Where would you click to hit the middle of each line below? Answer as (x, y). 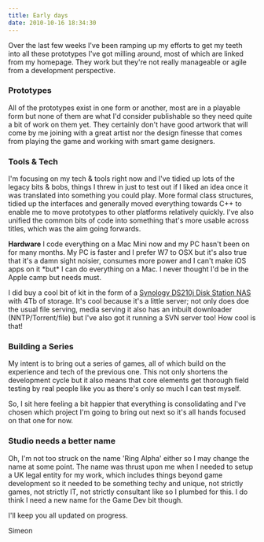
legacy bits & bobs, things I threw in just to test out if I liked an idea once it (128, 187)
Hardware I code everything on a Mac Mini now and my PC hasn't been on (129, 244)
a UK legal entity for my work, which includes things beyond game (115, 475)
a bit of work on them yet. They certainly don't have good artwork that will (128, 124)
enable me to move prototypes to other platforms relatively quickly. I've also (131, 212)
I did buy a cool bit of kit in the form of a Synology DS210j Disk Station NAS (130, 293)
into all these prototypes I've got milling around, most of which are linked (126, 53)
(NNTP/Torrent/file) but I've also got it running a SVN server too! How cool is (132, 318)
